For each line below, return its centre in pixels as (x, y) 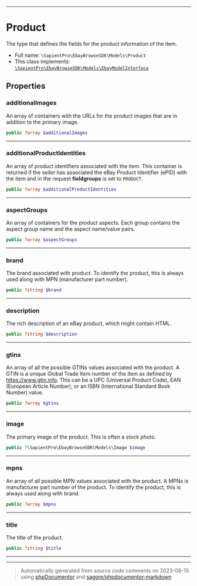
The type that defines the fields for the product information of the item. (92, 43)
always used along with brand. (43, 493)
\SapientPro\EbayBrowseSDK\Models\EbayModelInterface (81, 68)
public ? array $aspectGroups (42, 240)
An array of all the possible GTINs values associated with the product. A (93, 367)
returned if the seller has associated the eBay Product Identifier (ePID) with (97, 172)
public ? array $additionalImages (47, 133)
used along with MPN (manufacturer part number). (67, 279)
